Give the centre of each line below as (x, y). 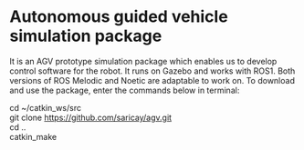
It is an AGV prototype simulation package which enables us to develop (143, 61)
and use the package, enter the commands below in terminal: (125, 90)
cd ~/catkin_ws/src (46, 107)
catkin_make (33, 136)
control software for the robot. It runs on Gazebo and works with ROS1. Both (152, 71)
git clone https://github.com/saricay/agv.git (90, 117)
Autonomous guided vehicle (119, 17)
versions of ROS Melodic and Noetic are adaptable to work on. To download (152, 80)
